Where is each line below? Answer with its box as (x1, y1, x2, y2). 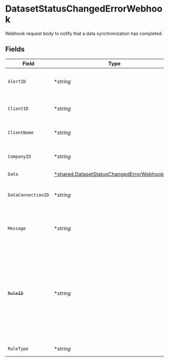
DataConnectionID (8, 192, 49, 198)
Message (8, 225, 26, 231)
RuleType (8, 346, 29, 351)
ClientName (8, 130, 34, 135)
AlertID (8, 79, 26, 84)
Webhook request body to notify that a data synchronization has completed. (5, 30, 163, 36)
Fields (5, 45, 25, 53)
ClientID (8, 105, 29, 111)
